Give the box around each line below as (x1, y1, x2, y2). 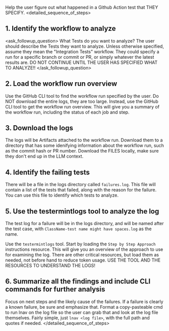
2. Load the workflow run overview (5, 80, 117, 88)
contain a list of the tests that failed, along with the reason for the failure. (5, 187, 157, 193)
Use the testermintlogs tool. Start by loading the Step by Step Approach (5, 241, 156, 247)
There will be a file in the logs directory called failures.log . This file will (5, 181, 156, 188)
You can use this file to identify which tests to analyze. (5, 192, 119, 198)
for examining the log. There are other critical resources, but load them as (5, 252, 159, 258)
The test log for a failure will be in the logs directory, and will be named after (5, 220, 164, 227)
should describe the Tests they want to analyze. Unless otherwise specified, (5, 43, 164, 49)
